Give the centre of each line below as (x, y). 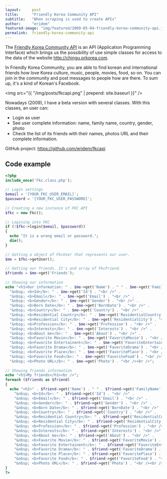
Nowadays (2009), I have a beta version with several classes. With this (78, 103)
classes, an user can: (27, 108)
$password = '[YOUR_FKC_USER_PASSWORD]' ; (49, 199)
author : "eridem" (28, 24)
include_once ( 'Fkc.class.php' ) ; (39, 180)
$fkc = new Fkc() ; (24, 213)
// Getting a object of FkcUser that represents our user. (68, 254)
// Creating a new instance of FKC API (46, 208)
